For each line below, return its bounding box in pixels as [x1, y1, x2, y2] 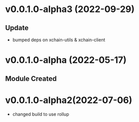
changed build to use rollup [12, 111, 69, 117]
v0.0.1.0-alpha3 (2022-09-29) [5, 4, 135, 15]
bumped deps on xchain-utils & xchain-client [12, 37, 105, 43]
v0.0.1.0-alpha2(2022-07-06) [5, 94, 132, 106]
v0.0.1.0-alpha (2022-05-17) [5, 54, 127, 66]
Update [5, 24, 29, 32]
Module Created [5, 74, 57, 83]
